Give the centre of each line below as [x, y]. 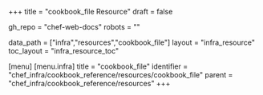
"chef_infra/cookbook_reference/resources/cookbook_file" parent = [121, 75]
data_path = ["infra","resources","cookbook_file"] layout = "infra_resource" [131, 42]
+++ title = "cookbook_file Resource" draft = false [91, 12]
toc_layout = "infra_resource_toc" [64, 51]
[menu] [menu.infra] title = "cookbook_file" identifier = [98, 66]
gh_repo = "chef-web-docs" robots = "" [74, 27]
